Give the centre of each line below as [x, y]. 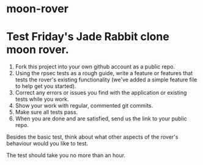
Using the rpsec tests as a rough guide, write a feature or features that [104, 73]
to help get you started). [46, 86]
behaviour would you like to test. [47, 144]
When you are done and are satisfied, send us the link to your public [101, 119]
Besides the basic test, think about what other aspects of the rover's [92, 137]
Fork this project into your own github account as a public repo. [95, 67]
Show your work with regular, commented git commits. [84, 106]
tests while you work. [42, 99]
